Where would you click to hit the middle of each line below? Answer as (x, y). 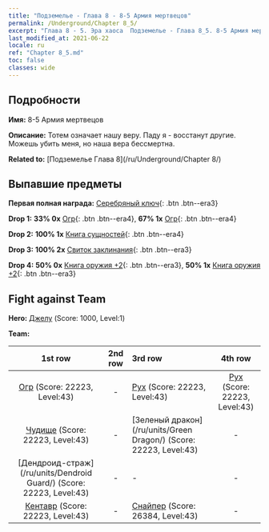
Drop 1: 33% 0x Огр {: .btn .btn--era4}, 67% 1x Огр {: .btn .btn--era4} (122, 219)
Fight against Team (57, 299)
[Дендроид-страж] (56, 463)
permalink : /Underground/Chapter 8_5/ (73, 23)
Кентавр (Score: (56, 506)
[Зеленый (151, 420)
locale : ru (26, 46)
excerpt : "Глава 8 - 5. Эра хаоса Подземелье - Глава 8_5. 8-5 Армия (128, 30)
